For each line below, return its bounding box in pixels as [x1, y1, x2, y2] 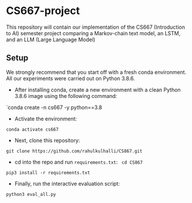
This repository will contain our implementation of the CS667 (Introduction [6, 23, 186, 31]
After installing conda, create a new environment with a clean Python [14, 86, 181, 93]
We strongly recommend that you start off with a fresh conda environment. [6, 69, 187, 76]
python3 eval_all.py [6, 191, 57, 197]
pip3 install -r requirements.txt [6, 170, 91, 175]
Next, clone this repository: [14, 137, 80, 144]
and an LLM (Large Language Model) [6, 36, 95, 43]
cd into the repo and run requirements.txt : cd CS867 [14, 158, 143, 165]
